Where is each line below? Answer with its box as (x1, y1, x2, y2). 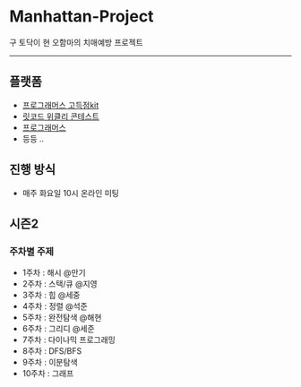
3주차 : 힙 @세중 (21, 289, 81, 301)
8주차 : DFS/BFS (21, 346, 82, 357)
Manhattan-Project (9, 6, 154, 27)
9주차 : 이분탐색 (21, 357, 78, 368)
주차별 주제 (9, 245, 55, 257)
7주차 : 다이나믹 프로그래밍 (21, 334, 116, 346)
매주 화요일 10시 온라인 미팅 (21, 187, 119, 198)
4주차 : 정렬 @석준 (21, 301, 88, 312)
